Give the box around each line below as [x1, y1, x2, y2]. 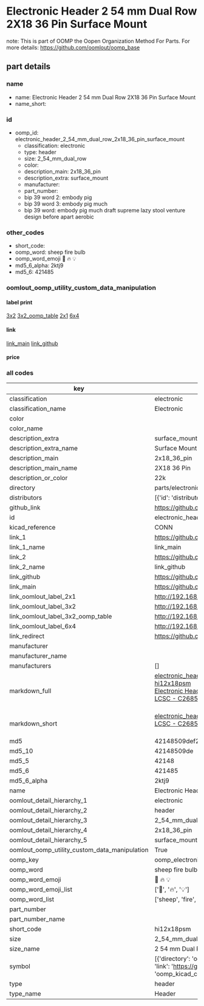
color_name [9, 424, 43, 433]
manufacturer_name [9, 652, 67, 660]
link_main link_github [6, 340, 59, 347]
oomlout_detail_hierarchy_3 [9, 816, 87, 825]
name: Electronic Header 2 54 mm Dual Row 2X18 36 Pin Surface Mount [15, 93, 196, 101]
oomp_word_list [9, 895, 55, 904]
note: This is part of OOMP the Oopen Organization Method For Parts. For [6, 37, 190, 44]
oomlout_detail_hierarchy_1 [9, 796, 87, 805]
